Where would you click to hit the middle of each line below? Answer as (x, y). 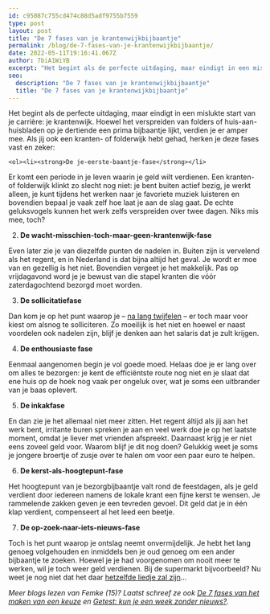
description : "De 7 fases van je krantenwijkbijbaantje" (113, 83)
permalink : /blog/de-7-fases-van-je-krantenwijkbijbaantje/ (111, 46)
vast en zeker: (32, 147)
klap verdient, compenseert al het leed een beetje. (92, 512)
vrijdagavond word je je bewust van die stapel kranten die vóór (112, 276)
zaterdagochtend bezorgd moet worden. (75, 285)
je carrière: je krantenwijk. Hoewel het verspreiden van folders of (116, 122)
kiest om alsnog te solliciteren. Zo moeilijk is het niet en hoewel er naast (127, 325)
